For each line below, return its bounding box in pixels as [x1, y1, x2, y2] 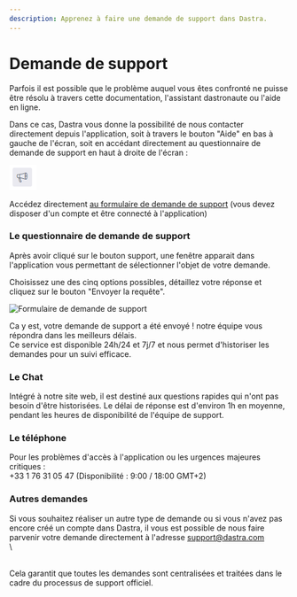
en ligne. [9, 102, 42, 112]
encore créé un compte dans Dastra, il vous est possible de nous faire [9, 523, 265, 533]
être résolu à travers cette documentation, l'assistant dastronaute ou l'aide [9, 92, 281, 103]
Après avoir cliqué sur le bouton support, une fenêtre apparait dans [9, 250, 255, 260]
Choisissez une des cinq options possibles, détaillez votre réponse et [9, 276, 262, 287]
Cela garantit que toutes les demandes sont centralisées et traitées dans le [9, 568, 282, 578]
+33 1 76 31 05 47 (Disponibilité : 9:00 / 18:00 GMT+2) [9, 470, 207, 482]
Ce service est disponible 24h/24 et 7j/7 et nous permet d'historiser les [9, 339, 270, 350]
